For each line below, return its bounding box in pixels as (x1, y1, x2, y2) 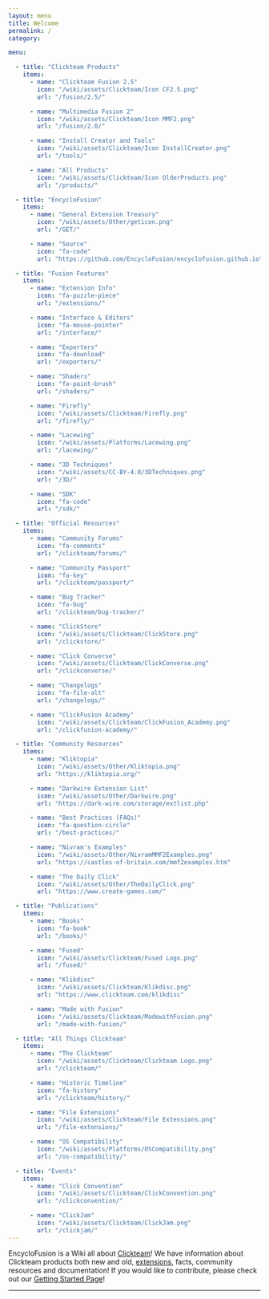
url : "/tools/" (37, 152, 88, 160)
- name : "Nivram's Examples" (29, 843, 127, 851)
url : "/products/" (37, 181, 98, 189)
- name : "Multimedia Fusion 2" (29, 108, 134, 116)
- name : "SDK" (29, 490, 78, 498)
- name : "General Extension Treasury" (29, 210, 159, 219)
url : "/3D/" (37, 475, 78, 484)
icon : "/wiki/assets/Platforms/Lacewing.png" (37, 439, 192, 447)
